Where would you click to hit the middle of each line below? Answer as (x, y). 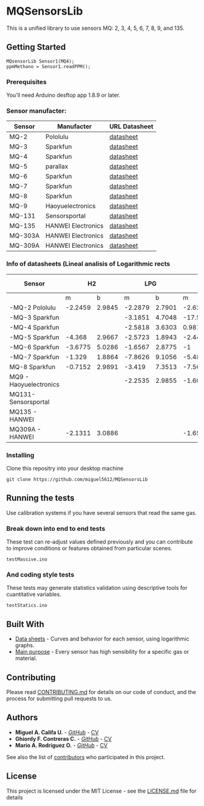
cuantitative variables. (34, 594)
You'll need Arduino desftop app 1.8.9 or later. (63, 95)
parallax (57, 167)
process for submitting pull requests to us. (59, 698)
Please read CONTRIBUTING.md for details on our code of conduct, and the (101, 692)
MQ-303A (25, 236)
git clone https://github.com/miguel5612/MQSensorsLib (77, 479)
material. (26, 658)
